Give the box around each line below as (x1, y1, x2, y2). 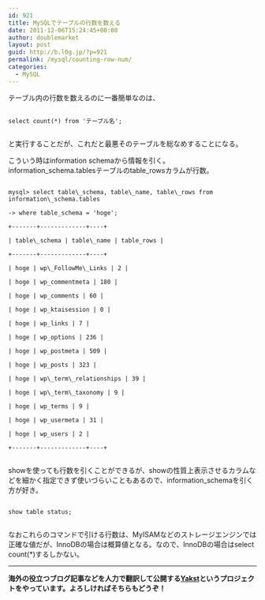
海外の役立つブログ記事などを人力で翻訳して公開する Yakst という (8, 573, 221, 583)
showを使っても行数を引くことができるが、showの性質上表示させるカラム (8, 465, 250, 474)
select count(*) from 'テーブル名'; (8, 117, 122, 125)
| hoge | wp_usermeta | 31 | (8, 416, 104, 424)
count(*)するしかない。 (8, 549, 84, 559)
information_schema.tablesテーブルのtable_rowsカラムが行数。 (8, 165, 214, 174)
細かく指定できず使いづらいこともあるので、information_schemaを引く (21, 475, 254, 485)
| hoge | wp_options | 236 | (8, 333, 104, 341)
